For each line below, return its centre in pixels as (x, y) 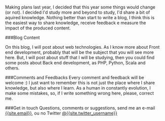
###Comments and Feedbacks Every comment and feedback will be (75, 77)
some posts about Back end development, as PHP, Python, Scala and (75, 63)
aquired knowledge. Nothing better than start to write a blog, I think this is (80, 17)
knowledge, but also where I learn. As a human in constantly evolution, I (78, 88)
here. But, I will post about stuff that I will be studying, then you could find (80, 58)
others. (12, 68)
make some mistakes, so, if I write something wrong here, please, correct (80, 93)
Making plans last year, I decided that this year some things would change (80, 7)
